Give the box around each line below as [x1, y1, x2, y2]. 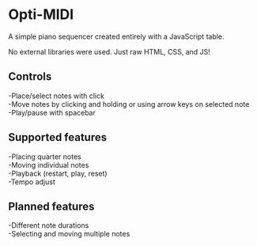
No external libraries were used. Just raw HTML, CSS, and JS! [8, 47, 211, 56]
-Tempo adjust [8, 176, 55, 187]
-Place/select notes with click [8, 91, 105, 100]
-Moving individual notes [8, 160, 89, 169]
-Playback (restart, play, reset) [8, 168, 108, 178]
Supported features [8, 131, 108, 144]
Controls [8, 70, 52, 84]
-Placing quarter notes [8, 152, 81, 161]
